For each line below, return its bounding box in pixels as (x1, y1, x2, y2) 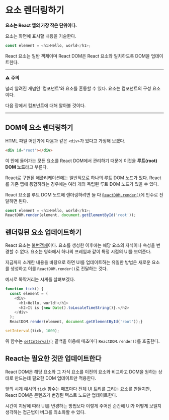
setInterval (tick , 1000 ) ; (5, 329, 59, 334)
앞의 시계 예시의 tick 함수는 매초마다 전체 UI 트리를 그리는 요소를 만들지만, (5, 386, 151, 392)
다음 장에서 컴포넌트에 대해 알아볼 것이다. (5, 102, 86, 109)
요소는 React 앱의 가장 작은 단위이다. (5, 22, 77, 28)
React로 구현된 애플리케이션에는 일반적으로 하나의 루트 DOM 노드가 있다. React (5, 175, 161, 181)
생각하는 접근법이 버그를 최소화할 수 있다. (5, 409, 86, 415)
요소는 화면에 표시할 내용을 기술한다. (5, 33, 76, 39)
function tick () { (5, 286, 44, 292)
